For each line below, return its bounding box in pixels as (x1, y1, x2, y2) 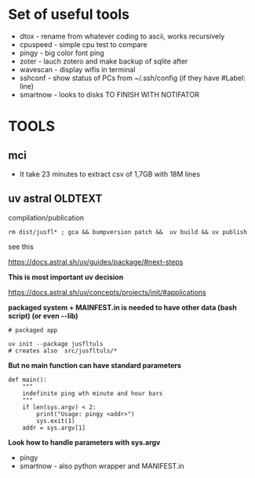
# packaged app (8, 326, 58, 334)
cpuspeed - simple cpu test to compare (19, 39, 148, 49)
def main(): (8, 375, 47, 384)
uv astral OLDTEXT (8, 192, 103, 206)
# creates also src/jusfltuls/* (8, 347, 118, 355)
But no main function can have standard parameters (8, 360, 182, 370)
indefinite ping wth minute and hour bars (22, 389, 163, 397)
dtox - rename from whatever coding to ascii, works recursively (19, 31, 225, 41)
